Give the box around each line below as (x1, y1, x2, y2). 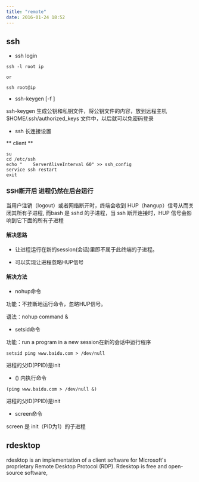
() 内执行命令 (14, 374, 46, 382)
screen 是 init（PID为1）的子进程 (6, 423, 86, 430)
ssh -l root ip (6, 64, 44, 70)
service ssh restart (6, 167, 58, 173)
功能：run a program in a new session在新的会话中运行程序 (6, 339, 151, 346)
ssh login (14, 52, 38, 60)
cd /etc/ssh (6, 156, 36, 162)
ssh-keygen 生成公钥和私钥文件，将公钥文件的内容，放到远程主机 (6, 108, 167, 115)
